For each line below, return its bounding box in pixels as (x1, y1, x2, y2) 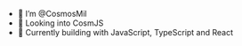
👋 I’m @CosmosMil (17, 9, 87, 19)
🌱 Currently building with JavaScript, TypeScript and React (17, 27, 234, 37)
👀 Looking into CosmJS (17, 18, 104, 28)
